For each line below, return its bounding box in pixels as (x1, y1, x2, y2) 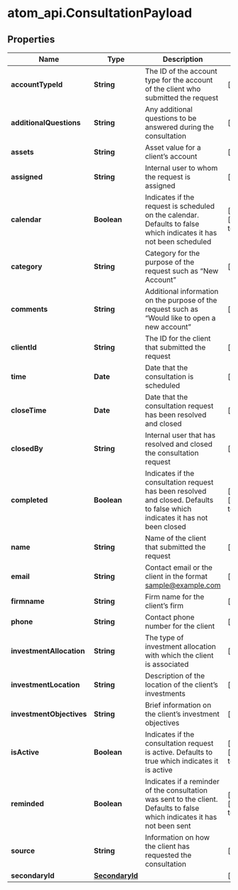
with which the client (144, 651, 214, 660)
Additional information (144, 286, 219, 296)
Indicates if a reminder (144, 776, 220, 786)
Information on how (144, 832, 210, 842)
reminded (11, 799, 45, 808)
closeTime (11, 406, 47, 415)
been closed (144, 522, 186, 531)
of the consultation (144, 786, 208, 795)
